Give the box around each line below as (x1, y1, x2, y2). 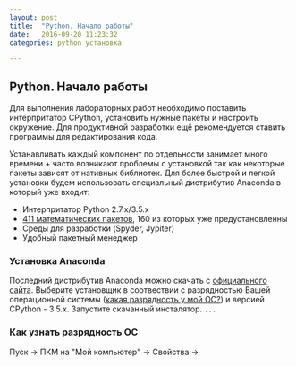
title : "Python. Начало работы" (9, 21, 134, 30)
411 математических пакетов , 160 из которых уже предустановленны (21, 214, 288, 225)
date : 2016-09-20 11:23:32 (9, 30, 118, 38)
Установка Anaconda (9, 254, 106, 267)
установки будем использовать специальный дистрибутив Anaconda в (9, 177, 282, 188)
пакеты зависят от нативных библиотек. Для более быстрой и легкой (9, 167, 275, 179)
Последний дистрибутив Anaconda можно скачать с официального (9, 275, 268, 286)
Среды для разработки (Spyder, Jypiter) (21, 223, 175, 234)
